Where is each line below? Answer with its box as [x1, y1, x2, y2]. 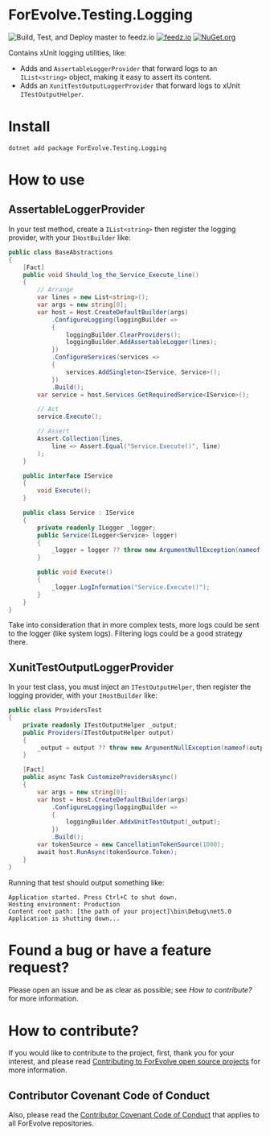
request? [8, 958, 70, 976]
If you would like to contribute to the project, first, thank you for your [8, 1048, 235, 1058]
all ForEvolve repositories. [8, 1118, 94, 1129]
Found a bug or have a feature [8, 941, 211, 960]
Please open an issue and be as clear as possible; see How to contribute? [8, 985, 252, 994]
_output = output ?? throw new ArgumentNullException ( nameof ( [37, 744, 250, 752]
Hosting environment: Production [8, 900, 121, 908]
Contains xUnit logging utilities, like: [8, 48, 127, 57]
